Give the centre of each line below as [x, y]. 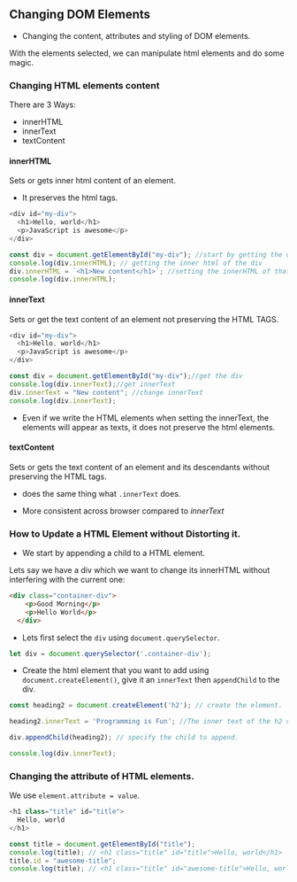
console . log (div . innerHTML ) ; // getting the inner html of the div [136, 263]
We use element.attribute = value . [74, 795]
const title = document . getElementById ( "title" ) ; [103, 844]
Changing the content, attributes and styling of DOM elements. [136, 35]
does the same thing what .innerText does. [101, 493]
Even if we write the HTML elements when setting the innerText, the [145, 418]
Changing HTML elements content [84, 85]
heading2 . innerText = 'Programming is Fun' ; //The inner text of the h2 [146, 722]
